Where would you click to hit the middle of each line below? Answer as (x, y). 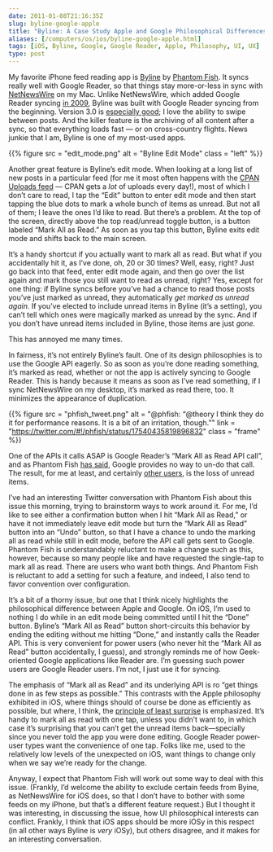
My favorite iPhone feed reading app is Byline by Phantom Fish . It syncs (129, 77)
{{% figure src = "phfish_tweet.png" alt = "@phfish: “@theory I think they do (136, 414)
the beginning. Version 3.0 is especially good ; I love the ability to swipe (127, 112)
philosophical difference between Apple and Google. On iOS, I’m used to (130, 608)
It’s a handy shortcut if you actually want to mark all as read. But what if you (135, 254)
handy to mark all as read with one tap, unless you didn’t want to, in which (132, 719)
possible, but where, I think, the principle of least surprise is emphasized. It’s (136, 711)
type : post (27, 54)
